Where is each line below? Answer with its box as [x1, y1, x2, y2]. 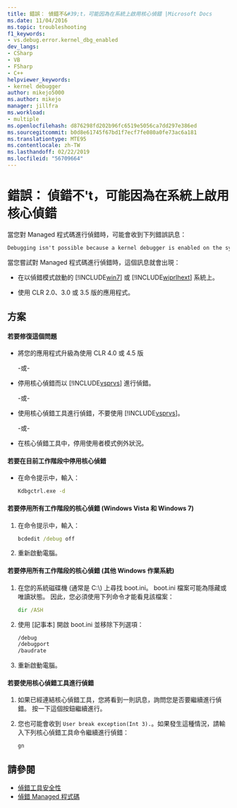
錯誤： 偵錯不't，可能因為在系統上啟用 [7, 188, 229, 204]
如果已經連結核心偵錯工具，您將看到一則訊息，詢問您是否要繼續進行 [17, 696, 216, 704]
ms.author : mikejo [7, 96, 61, 103]
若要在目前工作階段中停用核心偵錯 [7, 456, 107, 465]
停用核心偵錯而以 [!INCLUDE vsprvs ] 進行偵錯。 [17, 379, 155, 388]
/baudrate [17, 647, 47, 654]
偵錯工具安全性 [17, 783, 61, 792]
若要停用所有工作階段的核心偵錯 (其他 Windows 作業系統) [7, 567, 175, 575]
